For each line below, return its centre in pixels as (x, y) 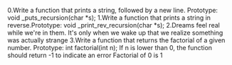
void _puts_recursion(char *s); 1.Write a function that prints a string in (109, 18)
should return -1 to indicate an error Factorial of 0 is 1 (85, 55)
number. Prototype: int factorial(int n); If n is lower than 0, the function (110, 48)
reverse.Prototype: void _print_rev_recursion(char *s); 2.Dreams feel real (114, 25)
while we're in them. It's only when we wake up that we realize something (115, 32)
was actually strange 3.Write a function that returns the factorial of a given (116, 40)
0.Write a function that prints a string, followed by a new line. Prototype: (113, 10)
